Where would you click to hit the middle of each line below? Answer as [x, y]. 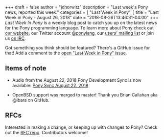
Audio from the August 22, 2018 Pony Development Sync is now [77, 80]
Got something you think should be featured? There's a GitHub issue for [78, 48]
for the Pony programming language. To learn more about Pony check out [80, 28]
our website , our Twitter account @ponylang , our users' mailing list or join [80, 33]
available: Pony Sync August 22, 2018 [50, 85]
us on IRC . [15, 38]
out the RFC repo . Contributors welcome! [47, 132]
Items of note [26, 68]
